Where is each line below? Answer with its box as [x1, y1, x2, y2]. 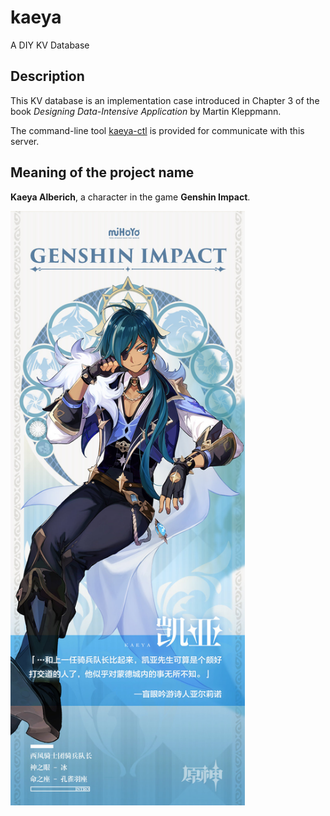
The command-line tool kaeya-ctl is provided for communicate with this [10, 124, 305, 136]
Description [10, 68, 85, 85]
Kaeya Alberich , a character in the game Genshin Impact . [10, 191, 251, 203]
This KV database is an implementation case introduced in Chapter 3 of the [10, 94, 320, 106]
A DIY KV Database [10, 39, 90, 51]
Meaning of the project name [10, 164, 195, 181]
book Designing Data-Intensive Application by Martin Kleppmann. [10, 105, 282, 117]
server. [10, 135, 40, 147]
